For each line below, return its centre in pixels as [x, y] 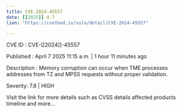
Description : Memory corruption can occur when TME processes [87, 68]
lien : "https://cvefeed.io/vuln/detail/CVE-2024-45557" [77, 23]
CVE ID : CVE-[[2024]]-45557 [43, 45]
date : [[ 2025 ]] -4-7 [31, 17]
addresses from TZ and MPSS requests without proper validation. [87, 74]
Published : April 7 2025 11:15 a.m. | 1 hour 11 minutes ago [77, 57]
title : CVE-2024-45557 [34, 12]
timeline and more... [31, 104]
